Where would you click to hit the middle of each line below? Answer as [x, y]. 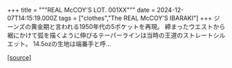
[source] [19, 57]
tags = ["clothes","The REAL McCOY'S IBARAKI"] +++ [135, 18]
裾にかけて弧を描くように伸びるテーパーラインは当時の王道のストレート [110, 35]
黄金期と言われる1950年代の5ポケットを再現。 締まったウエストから [128, 26]
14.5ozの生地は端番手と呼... [72, 44]
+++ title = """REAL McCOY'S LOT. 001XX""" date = [81, 10]
